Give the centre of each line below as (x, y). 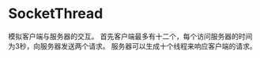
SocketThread (56, 14)
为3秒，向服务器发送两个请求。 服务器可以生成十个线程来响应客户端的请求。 (132, 46)
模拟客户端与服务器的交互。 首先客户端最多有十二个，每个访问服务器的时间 (130, 36)
